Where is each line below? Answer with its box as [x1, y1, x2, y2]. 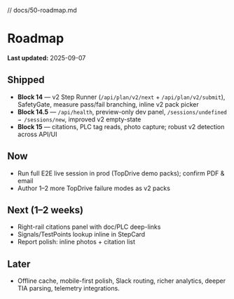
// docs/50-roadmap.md [7, 6, 77, 14]
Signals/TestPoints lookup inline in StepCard [17, 230, 146, 239]
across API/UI [17, 130, 57, 138]
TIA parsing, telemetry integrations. [17, 284, 121, 293]
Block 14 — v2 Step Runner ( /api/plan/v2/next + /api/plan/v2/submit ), [17, 93, 226, 101]
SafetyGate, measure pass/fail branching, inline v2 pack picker [17, 100, 199, 108]
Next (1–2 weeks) [7, 204, 84, 216]
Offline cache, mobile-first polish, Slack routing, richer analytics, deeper [17, 277, 226, 285]
